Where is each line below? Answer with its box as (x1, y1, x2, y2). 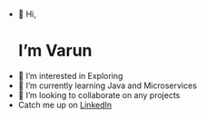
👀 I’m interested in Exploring (17, 70, 123, 81)
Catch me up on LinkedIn (17, 99, 113, 110)
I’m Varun (17, 41, 93, 61)
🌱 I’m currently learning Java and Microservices (17, 80, 198, 91)
